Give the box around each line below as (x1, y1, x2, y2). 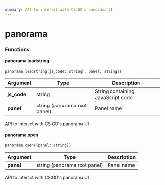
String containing (95, 88, 135, 95)
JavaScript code (95, 94, 133, 101)
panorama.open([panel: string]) (5, 143, 71, 148)
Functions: (5, 46, 31, 53)
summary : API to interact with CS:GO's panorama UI (5, 7, 113, 12)
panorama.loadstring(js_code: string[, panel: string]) (5, 69, 122, 74)
